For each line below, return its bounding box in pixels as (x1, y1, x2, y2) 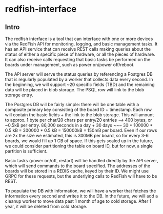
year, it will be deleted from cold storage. (5, 204, 87, 209)
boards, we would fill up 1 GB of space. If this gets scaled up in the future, (5, 138, 154, 144)
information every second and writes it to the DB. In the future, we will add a (5, 193, 158, 199)
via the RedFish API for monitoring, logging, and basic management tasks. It (5, 41, 158, 47)
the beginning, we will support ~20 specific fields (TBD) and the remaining (5, 82, 155, 87)
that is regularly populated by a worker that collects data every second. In (5, 77, 153, 82)
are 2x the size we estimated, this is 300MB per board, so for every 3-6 (5, 133, 149, 138)
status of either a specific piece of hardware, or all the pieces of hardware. (5, 51, 155, 57)
